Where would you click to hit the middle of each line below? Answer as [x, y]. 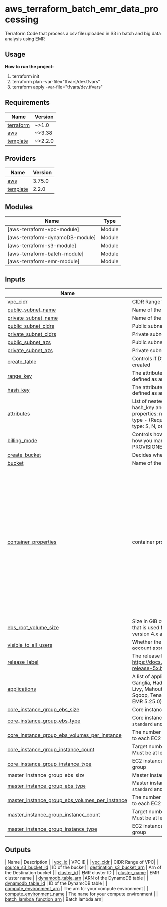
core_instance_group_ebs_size [43, 710]
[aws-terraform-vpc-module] [43, 229]
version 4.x [145, 634]
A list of [141, 677]
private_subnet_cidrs [32, 334]
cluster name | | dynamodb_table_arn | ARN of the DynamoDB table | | [77, 878]
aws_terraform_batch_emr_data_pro [82, 9]
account [142, 648]
